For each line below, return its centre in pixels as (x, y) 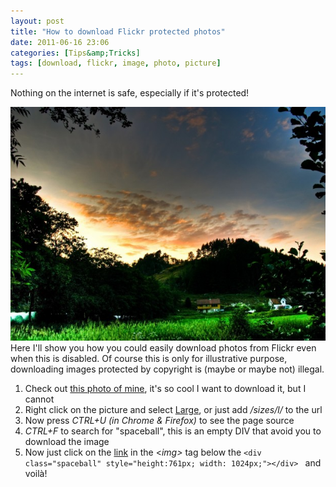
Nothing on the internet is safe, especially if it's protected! (130, 93)
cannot (39, 399)
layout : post (37, 21)
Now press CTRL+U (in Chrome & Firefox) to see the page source (159, 421)
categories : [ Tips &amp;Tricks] (75, 53)
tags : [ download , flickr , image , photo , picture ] (116, 63)
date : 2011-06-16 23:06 (60, 42)
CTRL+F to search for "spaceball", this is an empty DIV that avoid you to (173, 431)
